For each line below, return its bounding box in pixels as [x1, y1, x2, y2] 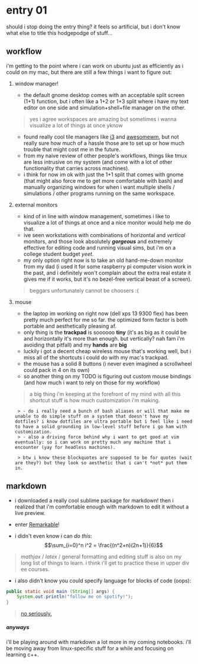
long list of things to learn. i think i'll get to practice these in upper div [20, 559, 190, 566]
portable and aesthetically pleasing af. [23, 322, 117, 329]
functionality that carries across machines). [23, 164, 130, 171]
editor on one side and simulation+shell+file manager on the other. [23, 104, 186, 111]
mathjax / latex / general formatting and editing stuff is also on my [20, 553, 182, 560]
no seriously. [20, 610, 52, 617]
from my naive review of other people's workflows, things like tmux [23, 152, 187, 159]
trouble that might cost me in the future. [23, 145, 121, 153]
